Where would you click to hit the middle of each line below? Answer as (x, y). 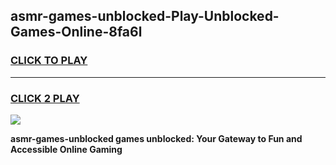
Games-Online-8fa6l (76, 32)
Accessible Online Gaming (66, 149)
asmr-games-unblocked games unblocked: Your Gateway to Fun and (156, 138)
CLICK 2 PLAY (45, 98)
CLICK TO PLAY (49, 61)
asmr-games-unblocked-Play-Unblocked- (145, 16)
